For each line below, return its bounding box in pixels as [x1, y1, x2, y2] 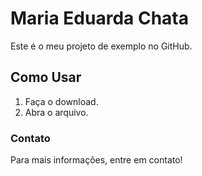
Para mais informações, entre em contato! [10, 154, 183, 166]
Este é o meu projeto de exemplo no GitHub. [10, 40, 193, 52]
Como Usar [10, 69, 82, 86]
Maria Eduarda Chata [10, 7, 189, 30]
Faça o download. [24, 95, 99, 107]
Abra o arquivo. [24, 106, 89, 118]
